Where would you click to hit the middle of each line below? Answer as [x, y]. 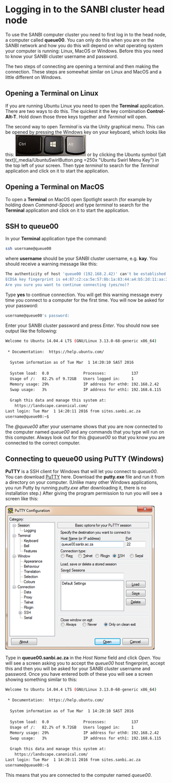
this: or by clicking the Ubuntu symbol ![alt [86, 154]
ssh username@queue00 [28, 249]
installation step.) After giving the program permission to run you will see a [84, 493]
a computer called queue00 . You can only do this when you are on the [80, 40]
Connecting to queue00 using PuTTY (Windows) [84, 459]
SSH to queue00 [32, 226]
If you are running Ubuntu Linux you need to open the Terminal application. [85, 106]
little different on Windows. [34, 77]
